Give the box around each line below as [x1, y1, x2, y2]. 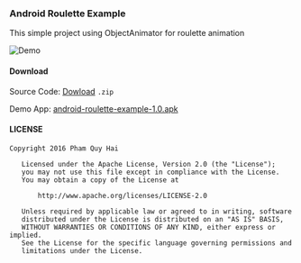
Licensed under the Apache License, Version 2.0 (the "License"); [21, 159, 277, 168]
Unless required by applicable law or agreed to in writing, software [21, 206, 293, 216]
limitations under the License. [21, 246, 143, 255]
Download [9, 66, 49, 77]
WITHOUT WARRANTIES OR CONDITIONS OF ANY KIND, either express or [21, 222, 277, 231]
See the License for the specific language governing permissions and [21, 238, 293, 248]
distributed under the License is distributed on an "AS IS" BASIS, [21, 214, 284, 223]
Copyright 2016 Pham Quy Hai [9, 143, 119, 153]
